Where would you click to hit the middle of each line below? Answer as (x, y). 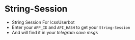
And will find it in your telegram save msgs (55, 32)
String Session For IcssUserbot (43, 22)
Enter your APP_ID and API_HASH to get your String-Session (71, 27)
